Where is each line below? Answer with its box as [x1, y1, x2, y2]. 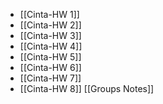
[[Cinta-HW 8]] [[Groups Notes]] [19, 83, 155, 94]
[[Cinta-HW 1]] [19, 9, 80, 20]
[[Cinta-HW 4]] [19, 40, 83, 52]
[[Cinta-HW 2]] [19, 19, 82, 31]
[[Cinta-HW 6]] [19, 62, 82, 73]
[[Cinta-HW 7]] [19, 72, 82, 84]
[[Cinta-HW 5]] [19, 51, 82, 63]
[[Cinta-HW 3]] [19, 30, 82, 41]
